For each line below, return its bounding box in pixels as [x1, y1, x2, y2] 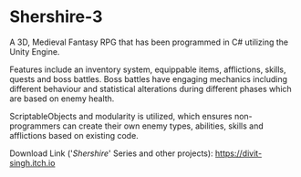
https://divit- [214, 148, 263, 159]
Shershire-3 [9, 6, 103, 27]
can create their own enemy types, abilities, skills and [62, 120, 265, 131]
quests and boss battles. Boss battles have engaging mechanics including [9, 73, 288, 84]
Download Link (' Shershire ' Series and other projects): [9, 148, 213, 159]
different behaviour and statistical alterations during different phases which [9, 83, 292, 94]
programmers [9, 120, 61, 131]
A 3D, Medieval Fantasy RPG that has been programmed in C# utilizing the [9, 36, 289, 47]
